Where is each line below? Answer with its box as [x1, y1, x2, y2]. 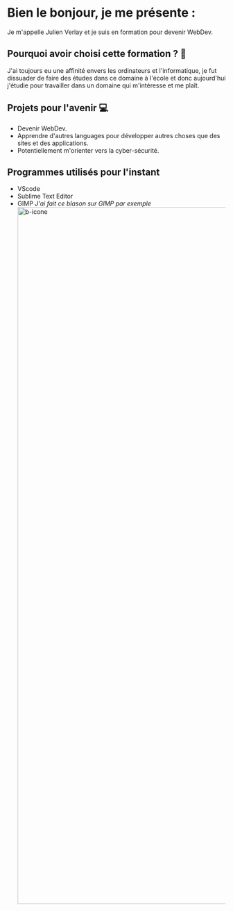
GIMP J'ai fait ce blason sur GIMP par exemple [17, 199, 151, 208]
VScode [17, 185, 40, 193]
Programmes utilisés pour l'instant [7, 166, 160, 178]
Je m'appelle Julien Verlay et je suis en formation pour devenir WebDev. [7, 28, 214, 36]
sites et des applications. [17, 139, 89, 147]
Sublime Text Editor [17, 192, 74, 201]
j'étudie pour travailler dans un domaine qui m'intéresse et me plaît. [7, 81, 200, 90]
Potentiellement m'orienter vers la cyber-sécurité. [17, 146, 159, 154]
